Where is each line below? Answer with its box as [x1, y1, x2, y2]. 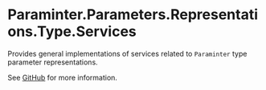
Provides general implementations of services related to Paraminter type [7, 49, 248, 58]
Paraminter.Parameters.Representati [7, 6, 259, 24]
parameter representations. [7, 57, 98, 67]
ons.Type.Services [7, 22, 137, 41]
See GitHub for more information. [7, 72, 118, 82]
